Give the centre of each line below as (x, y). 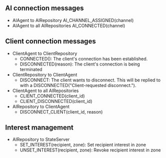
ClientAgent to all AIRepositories (45, 90)
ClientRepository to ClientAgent (45, 74)
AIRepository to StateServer (41, 139)
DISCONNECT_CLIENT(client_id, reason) (61, 111)
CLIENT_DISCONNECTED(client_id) (56, 101)
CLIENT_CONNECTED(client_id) (52, 96)
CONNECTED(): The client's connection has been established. (84, 58)
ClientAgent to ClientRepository (45, 53)
